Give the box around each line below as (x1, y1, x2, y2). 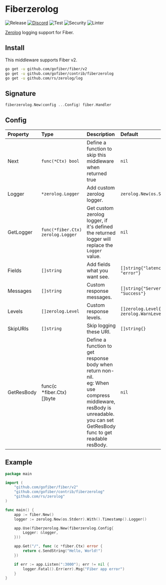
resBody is (86, 404, 112, 411)
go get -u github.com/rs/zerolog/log (5, 76, 83, 81)
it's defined (86, 223, 113, 230)
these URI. (86, 328, 111, 335)
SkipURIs (7, 325, 29, 332)
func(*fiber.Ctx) (41, 226, 83, 232)
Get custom (86, 204, 114, 211)
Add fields (86, 261, 111, 268)
